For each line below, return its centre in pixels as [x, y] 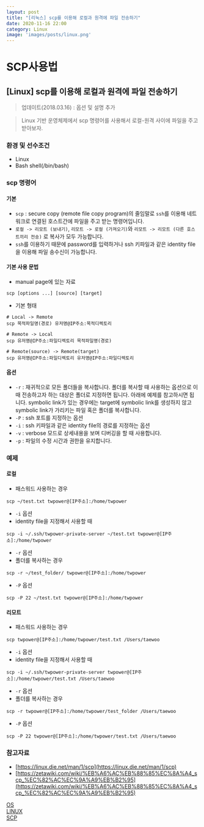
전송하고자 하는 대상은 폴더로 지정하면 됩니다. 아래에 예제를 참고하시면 [105, 394]
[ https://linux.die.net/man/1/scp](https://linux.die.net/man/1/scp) [96, 766]
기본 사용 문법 [22, 267]
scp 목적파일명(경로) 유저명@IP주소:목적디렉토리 [59, 323]
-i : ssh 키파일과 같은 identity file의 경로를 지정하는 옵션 [82, 425]
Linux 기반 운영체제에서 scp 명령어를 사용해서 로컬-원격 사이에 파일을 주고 [110, 121]
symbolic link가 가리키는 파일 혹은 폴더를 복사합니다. [78, 410]
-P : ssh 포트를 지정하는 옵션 [49, 417]
